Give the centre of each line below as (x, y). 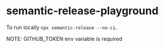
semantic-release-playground (83, 11)
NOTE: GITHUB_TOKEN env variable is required (64, 39)
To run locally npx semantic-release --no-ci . (62, 27)
